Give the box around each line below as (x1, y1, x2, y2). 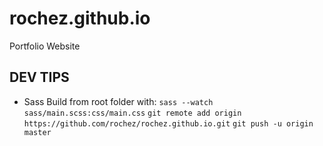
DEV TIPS (9, 69, 70, 86)
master (23, 127, 52, 137)
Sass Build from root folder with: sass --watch (23, 95, 214, 107)
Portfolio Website (9, 40, 81, 52)
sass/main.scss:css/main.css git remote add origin (23, 108, 242, 118)
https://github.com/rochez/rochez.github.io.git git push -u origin (23, 118, 314, 129)
